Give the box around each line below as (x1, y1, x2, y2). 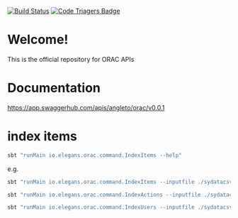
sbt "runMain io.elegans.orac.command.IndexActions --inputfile (7, 191, 201, 198)
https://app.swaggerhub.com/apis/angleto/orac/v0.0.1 (7, 103, 165, 111)
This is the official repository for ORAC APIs (7, 55, 135, 63)
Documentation (7, 80, 101, 96)
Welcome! (7, 32, 69, 48)
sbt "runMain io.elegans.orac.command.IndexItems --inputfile (7, 178, 195, 185)
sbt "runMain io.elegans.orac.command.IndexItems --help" (7, 151, 182, 159)
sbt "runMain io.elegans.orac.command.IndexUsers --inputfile (7, 204, 195, 211)
